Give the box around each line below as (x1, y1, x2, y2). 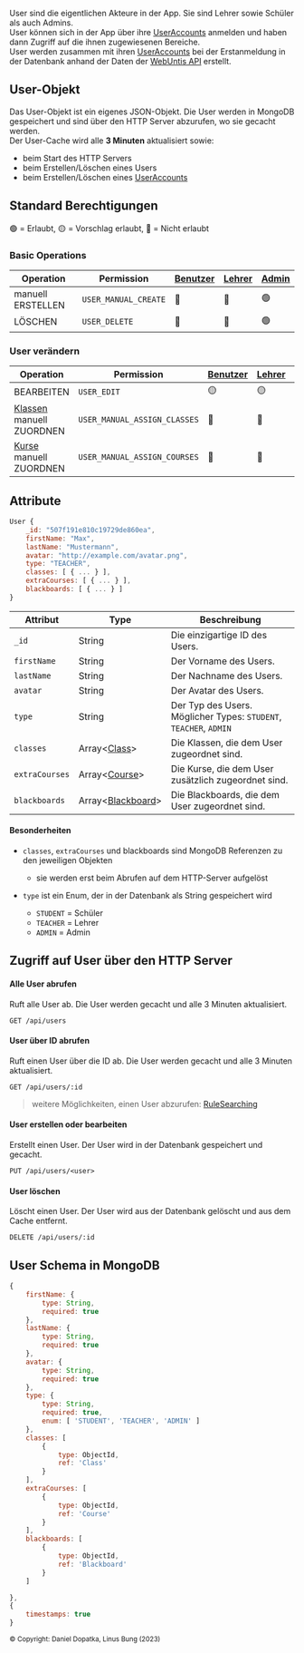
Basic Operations (9, 248, 87, 261)
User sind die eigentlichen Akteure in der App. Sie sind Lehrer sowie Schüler (9, 8, 294, 18)
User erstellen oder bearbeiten (9, 1119, 128, 1130)
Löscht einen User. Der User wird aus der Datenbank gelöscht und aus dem (9, 1206, 291, 1217)
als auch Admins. (9, 17, 74, 28)
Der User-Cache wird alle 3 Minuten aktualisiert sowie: (9, 135, 214, 146)
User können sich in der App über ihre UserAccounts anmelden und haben (9, 27, 288, 37)
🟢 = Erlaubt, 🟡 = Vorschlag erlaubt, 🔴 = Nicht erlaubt (9, 222, 210, 234)
